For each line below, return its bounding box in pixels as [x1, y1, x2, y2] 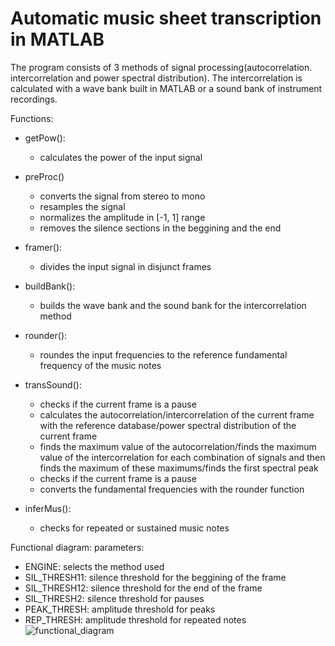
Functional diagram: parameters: [10, 541, 145, 553]
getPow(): [24, 132, 66, 144]
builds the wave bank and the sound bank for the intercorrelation [39, 299, 307, 311]
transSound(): [24, 378, 82, 391]
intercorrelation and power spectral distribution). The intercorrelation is [10, 72, 303, 84]
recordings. [10, 93, 58, 105]
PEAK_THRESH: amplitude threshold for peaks [24, 603, 216, 615]
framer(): [24, 241, 63, 253]
